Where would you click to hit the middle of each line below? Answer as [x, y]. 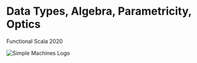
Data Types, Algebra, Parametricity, [99, 11]
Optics [24, 24]
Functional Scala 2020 [35, 41]
